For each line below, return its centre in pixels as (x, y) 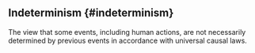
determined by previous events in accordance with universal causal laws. (127, 40)
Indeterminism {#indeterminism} (91, 13)
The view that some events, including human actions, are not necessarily (127, 32)
